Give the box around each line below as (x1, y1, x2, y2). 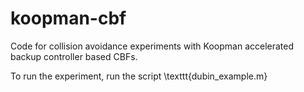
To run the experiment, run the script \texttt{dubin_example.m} (10, 70, 268, 82)
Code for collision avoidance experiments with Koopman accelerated (10, 40, 295, 52)
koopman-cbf (10, 7, 127, 30)
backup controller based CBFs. (10, 50, 138, 62)
